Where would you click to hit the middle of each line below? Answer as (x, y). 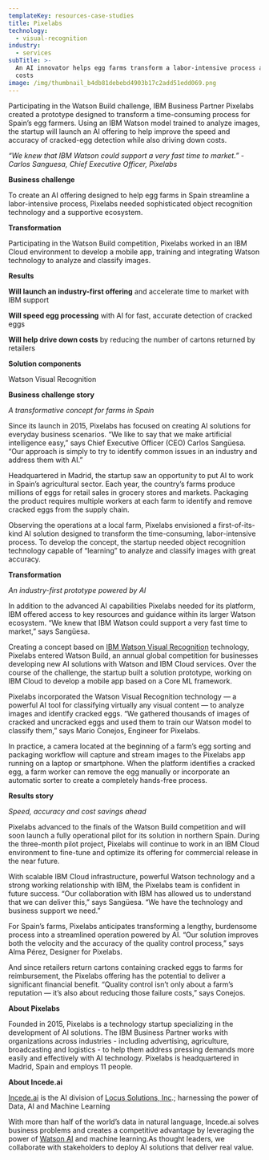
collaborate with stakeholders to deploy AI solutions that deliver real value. (131, 1147)
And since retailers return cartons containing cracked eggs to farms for (126, 967)
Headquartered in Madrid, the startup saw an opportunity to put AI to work (131, 475)
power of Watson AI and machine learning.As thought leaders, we (117, 1138)
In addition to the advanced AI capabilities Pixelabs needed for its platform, (132, 606)
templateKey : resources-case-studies (71, 16)
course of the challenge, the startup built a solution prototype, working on (130, 672)
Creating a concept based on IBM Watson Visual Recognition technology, (129, 647)
